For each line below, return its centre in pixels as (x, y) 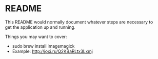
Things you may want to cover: (36, 37)
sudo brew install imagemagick (43, 46)
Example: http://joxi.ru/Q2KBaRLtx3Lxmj (52, 51)
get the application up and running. (40, 27)
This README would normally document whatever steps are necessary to (79, 22)
